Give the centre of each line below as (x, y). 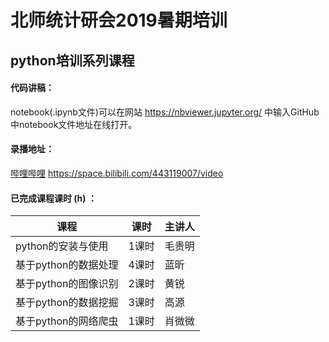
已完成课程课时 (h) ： (53, 198)
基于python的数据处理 (67, 265)
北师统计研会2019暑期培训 (119, 20)
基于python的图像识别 (67, 284)
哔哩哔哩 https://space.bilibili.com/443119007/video (117, 173)
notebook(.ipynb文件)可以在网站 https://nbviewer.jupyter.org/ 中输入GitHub (165, 112)
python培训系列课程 (72, 60)
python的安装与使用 (62, 246)
